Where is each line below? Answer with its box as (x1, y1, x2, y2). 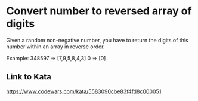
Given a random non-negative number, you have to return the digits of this (6, 36, 189, 44)
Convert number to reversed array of (6, 4, 192, 18)
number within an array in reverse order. (6, 43, 105, 50)
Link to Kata (6, 72, 52, 82)
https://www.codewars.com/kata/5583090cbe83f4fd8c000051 (6, 88, 162, 95)
